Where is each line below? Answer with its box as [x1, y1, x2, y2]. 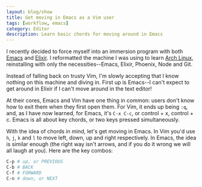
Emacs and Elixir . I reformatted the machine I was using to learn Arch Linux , [6, 54, 194, 62]
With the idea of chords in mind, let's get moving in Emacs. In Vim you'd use [6, 128, 195, 135]
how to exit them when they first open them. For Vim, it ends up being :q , [6, 103, 188, 110]
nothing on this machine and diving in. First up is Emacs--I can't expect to [6, 79, 190, 86]
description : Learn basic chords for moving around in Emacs [6, 31, 163, 37]
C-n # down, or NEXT [6, 176, 58, 182]
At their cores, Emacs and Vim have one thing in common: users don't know [6, 97, 195, 104]
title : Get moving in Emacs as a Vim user [6, 14, 115, 21]
